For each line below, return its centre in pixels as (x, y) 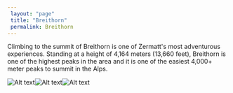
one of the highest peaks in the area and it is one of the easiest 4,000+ (110, 62)
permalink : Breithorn (42, 27)
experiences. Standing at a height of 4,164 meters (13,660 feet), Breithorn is (116, 54)
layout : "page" (32, 14)
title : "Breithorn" (39, 20)
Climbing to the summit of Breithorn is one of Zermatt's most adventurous (114, 47)
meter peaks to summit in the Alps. (58, 69)
